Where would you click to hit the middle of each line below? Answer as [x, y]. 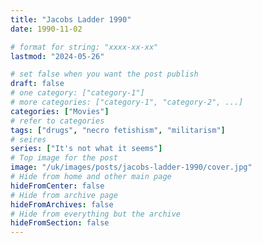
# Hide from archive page [64, 195]
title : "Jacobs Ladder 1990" [71, 19]
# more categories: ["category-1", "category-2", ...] [127, 102]
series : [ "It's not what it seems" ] [86, 149]
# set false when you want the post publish [104, 74]
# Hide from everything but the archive [96, 214]
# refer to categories [57, 121]
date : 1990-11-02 [46, 29]
